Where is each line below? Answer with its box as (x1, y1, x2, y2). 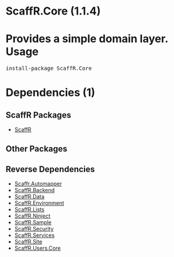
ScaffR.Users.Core (14, 244, 61, 252)
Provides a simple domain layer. (5, 32, 169, 46)
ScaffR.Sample (14, 219, 52, 226)
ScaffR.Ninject (14, 212, 51, 219)
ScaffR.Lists (14, 206, 45, 213)
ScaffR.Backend (14, 187, 55, 194)
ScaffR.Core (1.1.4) (5, 4, 101, 18)
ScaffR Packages (5, 110, 71, 120)
